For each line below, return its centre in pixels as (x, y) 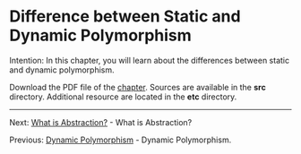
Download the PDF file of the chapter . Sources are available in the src (138, 87)
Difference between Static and (125, 17)
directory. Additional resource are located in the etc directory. (123, 97)
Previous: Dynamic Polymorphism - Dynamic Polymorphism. (120, 140)
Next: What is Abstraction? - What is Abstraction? (101, 122)
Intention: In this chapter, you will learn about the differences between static (149, 60)
